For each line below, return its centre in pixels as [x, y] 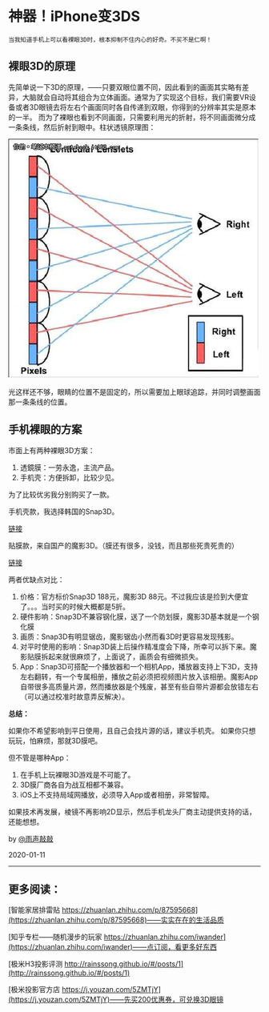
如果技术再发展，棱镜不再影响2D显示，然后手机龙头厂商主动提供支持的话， [132, 811]
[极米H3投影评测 [36, 964]
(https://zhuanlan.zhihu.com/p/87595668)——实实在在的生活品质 [116, 920]
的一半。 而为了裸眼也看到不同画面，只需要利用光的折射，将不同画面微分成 [132, 117]
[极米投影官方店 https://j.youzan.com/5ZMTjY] [85, 990]
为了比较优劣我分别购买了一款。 [61, 494]
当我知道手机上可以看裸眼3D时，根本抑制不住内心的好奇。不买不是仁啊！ [110, 40]
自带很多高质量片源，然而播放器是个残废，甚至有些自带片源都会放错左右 [139, 686]
